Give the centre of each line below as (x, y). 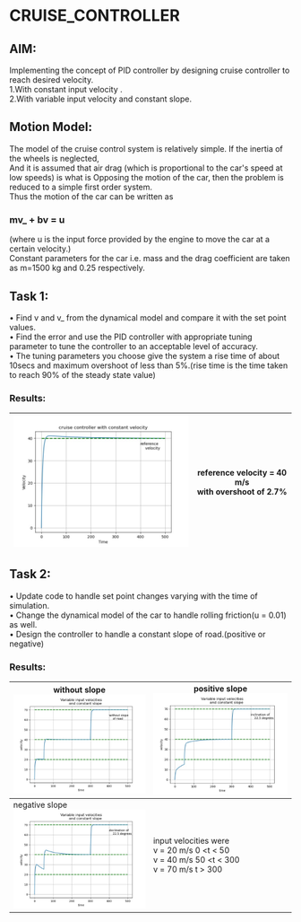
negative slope (40, 804)
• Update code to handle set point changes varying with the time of (133, 596)
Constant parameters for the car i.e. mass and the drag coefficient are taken (150, 259)
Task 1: (29, 296)
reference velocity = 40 (242, 473)
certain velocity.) (40, 249)
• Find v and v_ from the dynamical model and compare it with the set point (148, 317)
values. (22, 327)
